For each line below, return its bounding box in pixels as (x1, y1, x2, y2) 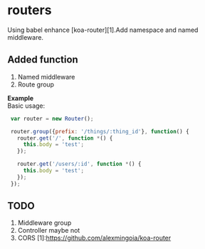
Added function (7, 54, 78, 66)
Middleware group (17, 218, 72, 227)
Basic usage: (7, 101, 46, 110)
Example (7, 94, 34, 102)
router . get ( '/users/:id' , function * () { (16, 160, 142, 168)
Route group (17, 80, 55, 89)
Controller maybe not (17, 226, 80, 235)
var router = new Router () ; (10, 115, 94, 122)
